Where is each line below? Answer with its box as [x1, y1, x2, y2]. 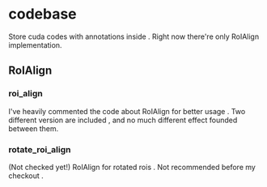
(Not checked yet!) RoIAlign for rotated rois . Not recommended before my [8, 162, 256, 172]
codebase [8, 5, 77, 23]
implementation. [8, 40, 62, 49]
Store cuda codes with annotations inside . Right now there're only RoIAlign [8, 32, 260, 41]
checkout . [8, 171, 44, 181]
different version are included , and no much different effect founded [8, 115, 238, 125]
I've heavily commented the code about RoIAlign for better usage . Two [8, 106, 246, 116]
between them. [8, 123, 59, 134]
